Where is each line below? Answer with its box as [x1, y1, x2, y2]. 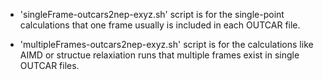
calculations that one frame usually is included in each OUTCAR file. [19, 19, 301, 31]
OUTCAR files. [19, 60, 80, 71]
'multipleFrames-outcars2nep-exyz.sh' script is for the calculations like [19, 39, 314, 50]
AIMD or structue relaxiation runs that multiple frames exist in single [19, 49, 300, 61]
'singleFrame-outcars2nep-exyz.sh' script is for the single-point [19, 9, 285, 20]
